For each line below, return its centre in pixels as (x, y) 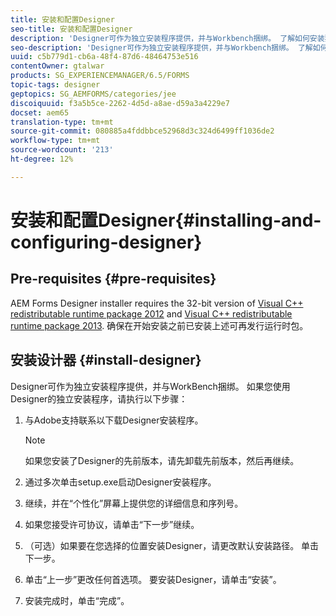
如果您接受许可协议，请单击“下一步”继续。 (112, 524)
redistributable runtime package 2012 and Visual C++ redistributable (151, 313)
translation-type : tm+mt (62, 122)
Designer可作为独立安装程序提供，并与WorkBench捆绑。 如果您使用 (150, 386)
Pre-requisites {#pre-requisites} (113, 279)
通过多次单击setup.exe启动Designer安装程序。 (120, 482)
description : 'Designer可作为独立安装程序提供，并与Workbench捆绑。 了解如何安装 (167, 38)
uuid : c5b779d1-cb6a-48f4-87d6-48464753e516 (104, 57)
